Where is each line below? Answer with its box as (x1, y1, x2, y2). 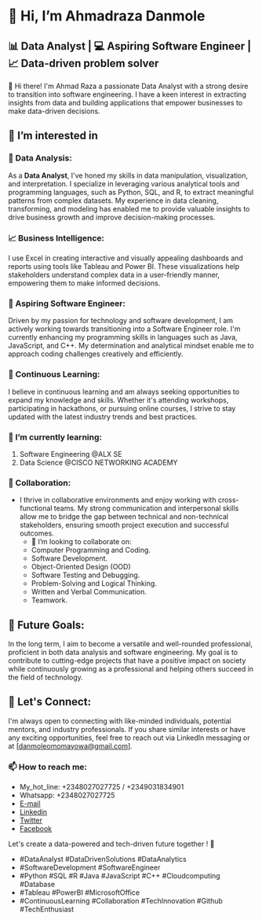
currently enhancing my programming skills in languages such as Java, (8, 333, 238, 342)
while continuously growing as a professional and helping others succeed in (8, 664, 253, 673)
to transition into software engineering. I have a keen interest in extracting (8, 90, 247, 99)
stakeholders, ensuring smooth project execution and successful (19, 521, 229, 530)
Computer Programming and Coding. (31, 546, 151, 555)
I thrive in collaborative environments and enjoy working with (19, 495, 217, 505)
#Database (19, 880, 56, 889)
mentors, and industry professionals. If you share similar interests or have (8, 724, 246, 734)
